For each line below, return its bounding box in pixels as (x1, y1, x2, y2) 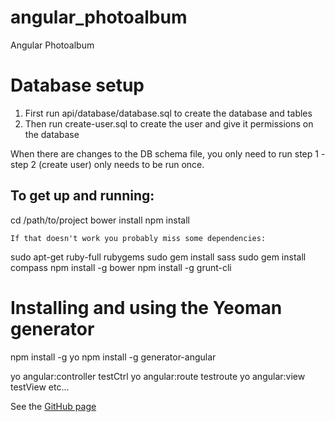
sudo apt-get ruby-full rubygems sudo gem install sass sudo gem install (10, 251, 307, 263)
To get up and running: (10, 187, 155, 205)
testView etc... (10, 381, 70, 393)
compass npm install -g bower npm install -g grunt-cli (10, 261, 232, 273)
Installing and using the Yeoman (10, 296, 283, 319)
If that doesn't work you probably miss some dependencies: (10, 233, 267, 243)
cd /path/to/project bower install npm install (10, 214, 190, 226)
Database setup (10, 74, 145, 97)
